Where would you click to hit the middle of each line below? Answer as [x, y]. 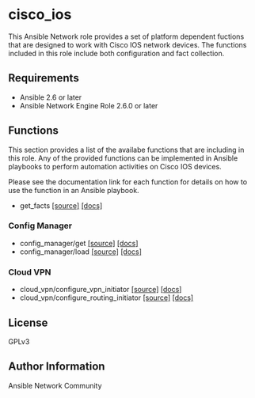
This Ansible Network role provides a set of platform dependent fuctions [126, 36]
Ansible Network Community [55, 385]
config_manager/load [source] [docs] [81, 252]
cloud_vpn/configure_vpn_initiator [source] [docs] [101, 290]
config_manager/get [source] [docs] [79, 243]
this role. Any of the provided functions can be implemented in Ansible [123, 158]
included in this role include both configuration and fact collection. [116, 53]
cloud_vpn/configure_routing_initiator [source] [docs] [107, 298]
